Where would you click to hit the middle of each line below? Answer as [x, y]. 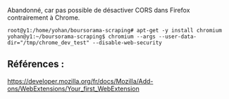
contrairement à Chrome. [44, 18]
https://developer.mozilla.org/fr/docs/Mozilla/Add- [80, 81]
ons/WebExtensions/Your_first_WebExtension [73, 88]
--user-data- [178, 37]
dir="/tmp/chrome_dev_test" [49, 43]
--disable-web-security [127, 43]
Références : [36, 64]
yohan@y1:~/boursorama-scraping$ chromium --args [82, 37]
